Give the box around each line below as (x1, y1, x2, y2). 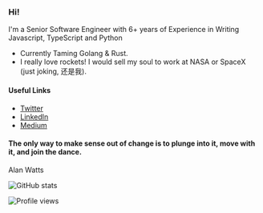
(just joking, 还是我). (19, 66, 87, 76)
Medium (19, 120, 48, 130)
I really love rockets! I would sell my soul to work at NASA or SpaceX (19, 57, 246, 66)
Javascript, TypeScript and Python (8, 33, 123, 42)
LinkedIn (19, 111, 49, 122)
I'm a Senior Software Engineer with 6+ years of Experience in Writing (8, 25, 240, 34)
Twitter (19, 103, 44, 113)
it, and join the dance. (8, 147, 83, 157)
